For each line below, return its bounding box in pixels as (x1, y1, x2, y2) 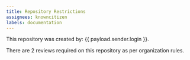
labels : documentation (6, 19, 62, 25)
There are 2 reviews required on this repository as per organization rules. (6, 47, 185, 54)
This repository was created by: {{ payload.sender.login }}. (6, 36, 149, 43)
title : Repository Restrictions (6, 8, 86, 15)
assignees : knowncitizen (6, 14, 67, 20)
